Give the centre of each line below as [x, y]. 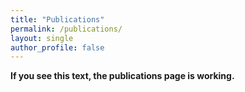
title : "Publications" [57, 19]
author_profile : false [57, 47]
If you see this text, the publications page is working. [122, 76]
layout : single [42, 38]
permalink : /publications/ [66, 29]
